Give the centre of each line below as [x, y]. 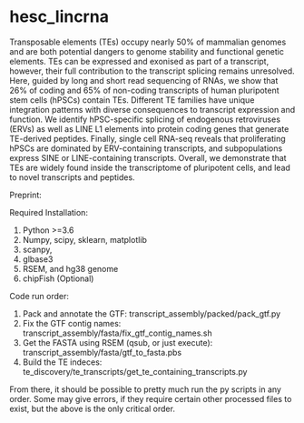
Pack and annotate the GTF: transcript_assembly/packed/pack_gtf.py [152, 313]
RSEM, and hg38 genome [70, 268]
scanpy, [37, 249]
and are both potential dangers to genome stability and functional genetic [147, 51]
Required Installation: [49, 212]
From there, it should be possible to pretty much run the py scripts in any [145, 389]
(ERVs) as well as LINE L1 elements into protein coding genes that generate [149, 128]
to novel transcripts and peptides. [72, 177]
